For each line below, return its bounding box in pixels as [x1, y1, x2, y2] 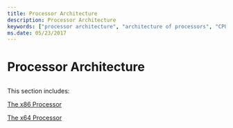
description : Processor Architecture [7, 17, 116, 24]
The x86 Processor [7, 100, 62, 108]
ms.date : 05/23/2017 [7, 29, 67, 37]
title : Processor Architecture [7, 10, 98, 17]
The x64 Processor [7, 113, 62, 122]
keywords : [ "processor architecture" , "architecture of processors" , [7, 23, 213, 30]
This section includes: [7, 86, 70, 95]
